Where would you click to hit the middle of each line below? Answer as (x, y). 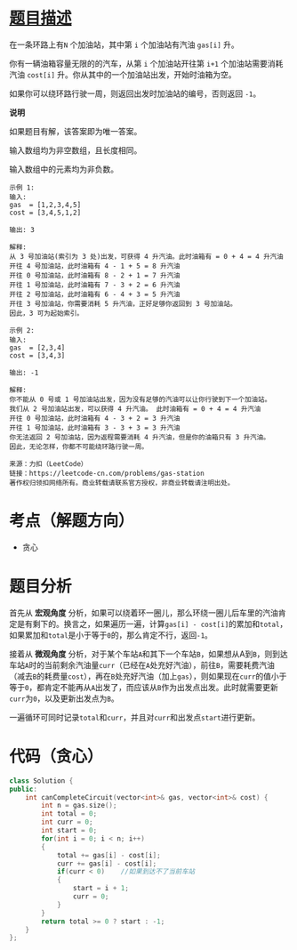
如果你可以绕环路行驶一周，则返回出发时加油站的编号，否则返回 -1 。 (135, 93)
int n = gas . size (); (79, 806)
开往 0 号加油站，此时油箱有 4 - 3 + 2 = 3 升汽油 (95, 418)
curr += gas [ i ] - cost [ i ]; (107, 864)
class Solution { (41, 781)
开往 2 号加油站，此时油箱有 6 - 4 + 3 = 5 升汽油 (95, 294)
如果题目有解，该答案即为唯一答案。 (76, 131)
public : (24, 789)
